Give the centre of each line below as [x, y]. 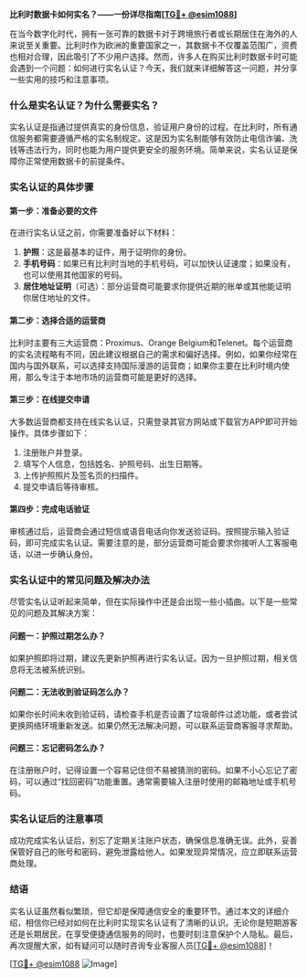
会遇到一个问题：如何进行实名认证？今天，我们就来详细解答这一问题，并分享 [153, 68]
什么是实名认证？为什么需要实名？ [85, 105]
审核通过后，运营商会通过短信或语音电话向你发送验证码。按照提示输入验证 [149, 532]
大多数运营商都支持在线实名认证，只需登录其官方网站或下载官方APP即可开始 [153, 421]
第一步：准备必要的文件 [53, 210]
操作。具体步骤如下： [49, 432]
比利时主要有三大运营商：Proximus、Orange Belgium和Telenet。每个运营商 [151, 343]
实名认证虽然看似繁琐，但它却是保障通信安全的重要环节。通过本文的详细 [145, 911]
